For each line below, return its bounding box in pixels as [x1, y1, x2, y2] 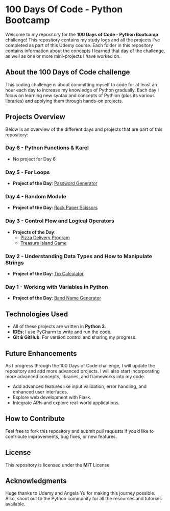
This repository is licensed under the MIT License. [5, 461, 111, 468]
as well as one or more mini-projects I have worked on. [5, 53, 121, 59]
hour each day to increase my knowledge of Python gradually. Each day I [5, 87, 159, 93]
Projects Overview [5, 112, 65, 121]
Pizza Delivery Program [20, 234, 70, 241]
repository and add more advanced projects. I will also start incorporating [5, 368, 160, 374]
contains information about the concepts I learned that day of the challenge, [5, 48, 165, 54]
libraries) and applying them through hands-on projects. [5, 98, 124, 104]
